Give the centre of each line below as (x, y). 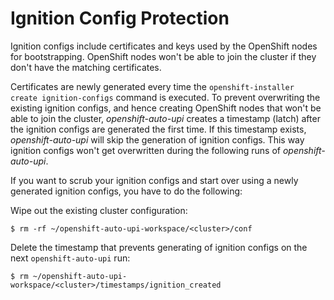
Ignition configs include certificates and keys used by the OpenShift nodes (164, 46)
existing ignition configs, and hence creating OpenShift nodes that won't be (166, 108)
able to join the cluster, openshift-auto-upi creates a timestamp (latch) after (165, 118)
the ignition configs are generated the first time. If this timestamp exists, (158, 129)
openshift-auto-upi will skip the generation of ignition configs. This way (157, 139)
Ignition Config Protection (120, 18)
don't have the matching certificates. (86, 67)
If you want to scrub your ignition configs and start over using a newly (154, 180)
